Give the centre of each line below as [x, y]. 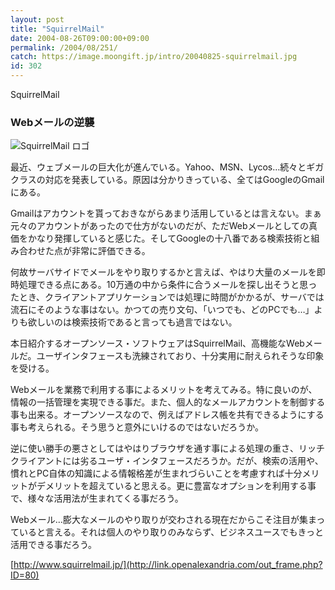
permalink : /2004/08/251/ [64, 47]
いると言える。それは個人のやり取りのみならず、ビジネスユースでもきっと [171, 532]
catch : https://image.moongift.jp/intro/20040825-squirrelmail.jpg [154, 57]
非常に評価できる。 [111, 251]
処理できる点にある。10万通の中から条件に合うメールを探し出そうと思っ [168, 285]
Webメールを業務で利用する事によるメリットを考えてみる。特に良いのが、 [164, 390]
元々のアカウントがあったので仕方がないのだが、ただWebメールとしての [160, 226]
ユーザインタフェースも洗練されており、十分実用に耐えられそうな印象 [180, 356]
